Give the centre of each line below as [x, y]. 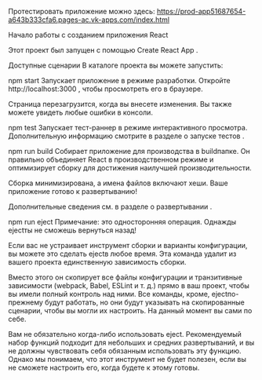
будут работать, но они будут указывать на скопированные [144, 302]
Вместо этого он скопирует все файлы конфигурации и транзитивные [126, 277]
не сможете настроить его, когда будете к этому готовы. [104, 367]
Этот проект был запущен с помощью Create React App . [103, 50]
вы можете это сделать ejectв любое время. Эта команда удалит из [122, 254]
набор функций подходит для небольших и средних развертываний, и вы [131, 342]
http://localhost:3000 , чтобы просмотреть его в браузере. [106, 89]
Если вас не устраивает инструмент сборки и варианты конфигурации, [128, 245]
